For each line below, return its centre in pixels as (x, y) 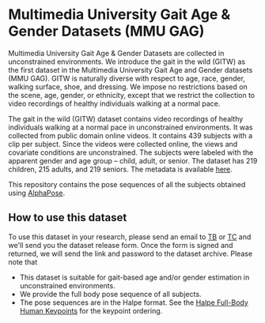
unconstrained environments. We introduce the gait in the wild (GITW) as (127, 62)
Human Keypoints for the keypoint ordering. (91, 310)
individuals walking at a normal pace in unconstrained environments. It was (131, 127)
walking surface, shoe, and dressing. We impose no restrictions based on (128, 86)
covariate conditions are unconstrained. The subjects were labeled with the (131, 152)
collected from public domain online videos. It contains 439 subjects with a (131, 135)
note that (23, 261)
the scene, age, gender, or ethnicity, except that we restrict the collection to (132, 95)
